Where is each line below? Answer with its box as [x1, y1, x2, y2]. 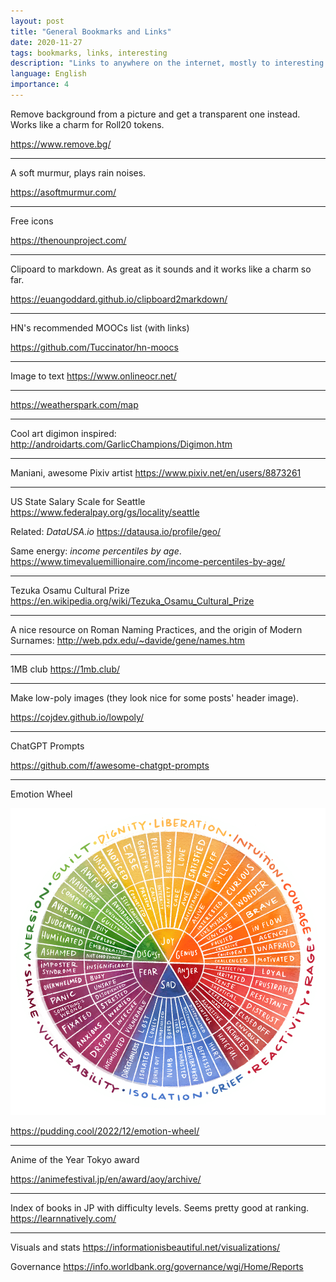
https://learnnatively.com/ [10, 1213, 117, 1225]
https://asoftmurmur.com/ [10, 186, 117, 198]
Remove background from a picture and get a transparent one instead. [10, 108, 301, 120]
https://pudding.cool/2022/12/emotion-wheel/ [10, 1125, 200, 1137]
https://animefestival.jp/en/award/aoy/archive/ [10, 1173, 202, 1185]
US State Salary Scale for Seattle [10, 495, 146, 507]
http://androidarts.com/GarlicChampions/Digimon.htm [10, 438, 233, 450]
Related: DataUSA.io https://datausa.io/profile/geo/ [10, 525, 222, 537]
